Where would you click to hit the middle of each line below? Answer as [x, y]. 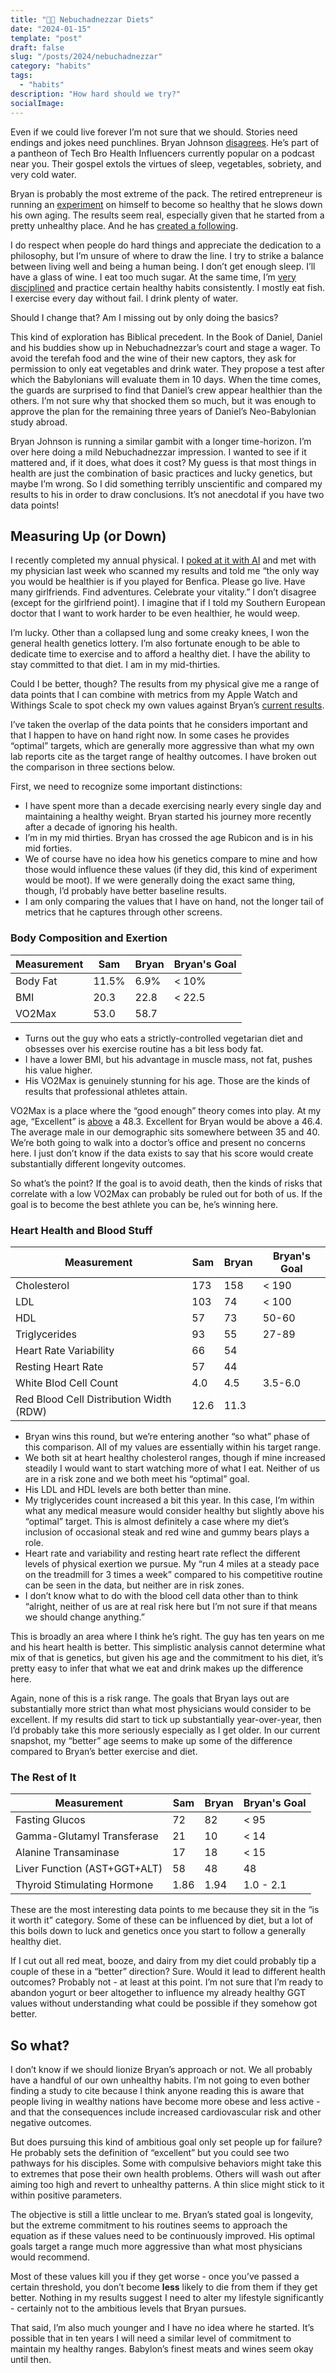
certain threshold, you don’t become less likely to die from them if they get [164, 2287]
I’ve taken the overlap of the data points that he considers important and [159, 725]
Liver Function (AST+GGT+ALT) [89, 1869]
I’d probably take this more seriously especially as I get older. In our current [165, 1730]
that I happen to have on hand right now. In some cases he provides [150, 735]
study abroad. [39, 422]
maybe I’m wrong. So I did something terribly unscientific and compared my [166, 483]
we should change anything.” [84, 1617]
